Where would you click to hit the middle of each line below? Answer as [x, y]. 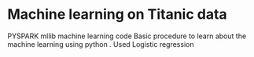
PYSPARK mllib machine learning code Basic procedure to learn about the [127, 36]
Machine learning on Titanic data [117, 14]
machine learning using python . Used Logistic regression [101, 44]
